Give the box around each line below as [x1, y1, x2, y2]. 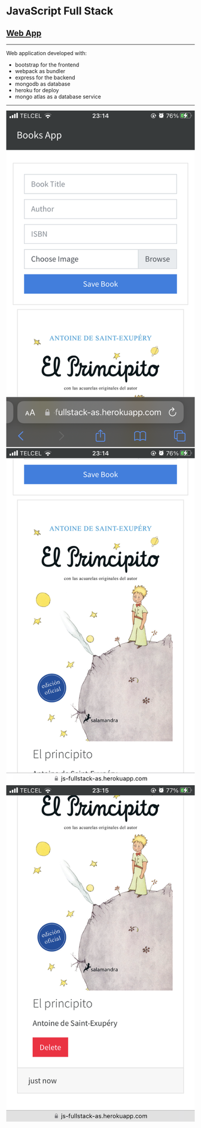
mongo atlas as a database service [14, 93, 102, 100]
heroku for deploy [14, 87, 59, 94]
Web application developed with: [6, 50, 87, 56]
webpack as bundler [14, 68, 66, 74]
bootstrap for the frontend [14, 61, 80, 68]
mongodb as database [14, 80, 71, 88]
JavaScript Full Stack [6, 4, 114, 18]
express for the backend [14, 74, 76, 81]
